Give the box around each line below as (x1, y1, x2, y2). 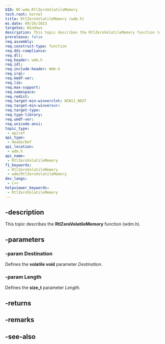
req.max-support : (5, 85, 41, 90)
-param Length (5, 274, 42, 281)
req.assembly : (5, 39, 34, 44)
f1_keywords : (5, 163, 32, 168)
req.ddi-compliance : (5, 48, 48, 53)
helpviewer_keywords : (5, 185, 50, 190)
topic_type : (5, 126, 29, 131)
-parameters (5, 235, 45, 244)
